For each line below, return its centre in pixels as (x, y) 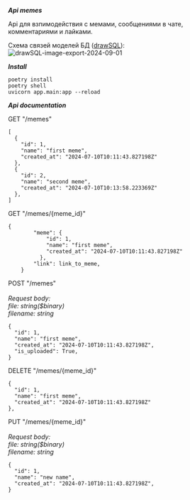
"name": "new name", (45, 477)
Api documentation (37, 105)
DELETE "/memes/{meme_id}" (52, 371)
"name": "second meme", (56, 182)
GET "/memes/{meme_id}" (47, 213)
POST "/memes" (32, 283)
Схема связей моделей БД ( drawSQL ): (66, 45)
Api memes (25, 10)
